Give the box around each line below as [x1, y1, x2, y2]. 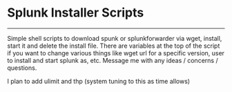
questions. [7, 64, 37, 72]
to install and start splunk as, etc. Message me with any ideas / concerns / [7, 56, 219, 64]
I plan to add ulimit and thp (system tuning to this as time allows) [7, 77, 191, 85]
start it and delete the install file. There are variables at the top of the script [7, 42, 220, 50]
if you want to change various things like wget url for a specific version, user [7, 48, 225, 57]
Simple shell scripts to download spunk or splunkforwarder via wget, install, [7, 34, 222, 42]
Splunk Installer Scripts [7, 5, 144, 21]
